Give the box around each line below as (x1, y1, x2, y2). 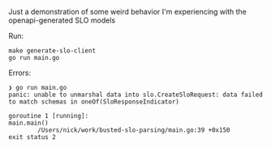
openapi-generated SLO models (8, 15, 116, 25)
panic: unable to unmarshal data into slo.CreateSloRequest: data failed (8, 91, 264, 99)
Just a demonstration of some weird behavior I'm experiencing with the (8, 7, 247, 16)
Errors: (8, 68, 32, 78)
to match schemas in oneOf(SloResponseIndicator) (8, 98, 180, 106)
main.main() (8, 119, 49, 127)
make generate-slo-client (8, 47, 96, 55)
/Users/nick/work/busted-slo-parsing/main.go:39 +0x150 (37, 126, 230, 134)
